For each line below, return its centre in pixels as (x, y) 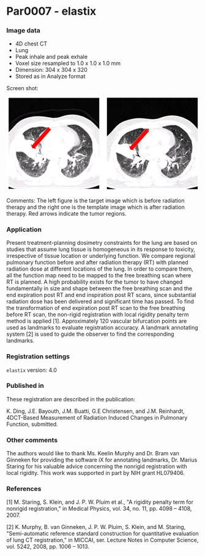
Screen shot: (22, 88)
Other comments (32, 440)
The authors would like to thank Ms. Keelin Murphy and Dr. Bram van (93, 454)
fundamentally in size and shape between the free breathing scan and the (99, 288)
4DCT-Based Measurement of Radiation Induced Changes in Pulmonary (97, 417)
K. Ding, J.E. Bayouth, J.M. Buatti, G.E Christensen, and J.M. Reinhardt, (95, 411)
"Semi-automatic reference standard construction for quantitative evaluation (102, 534)
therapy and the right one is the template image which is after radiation (95, 207)
